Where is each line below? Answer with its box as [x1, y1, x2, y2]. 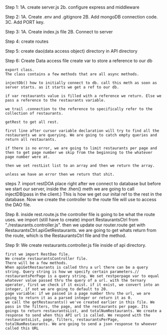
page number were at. [5, 154, 50, 159]
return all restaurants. [5, 137, 57, 142]
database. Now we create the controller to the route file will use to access [5, 197, 157, 202]
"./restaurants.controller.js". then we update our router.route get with [5, 222, 146, 228]
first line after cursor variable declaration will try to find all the [5, 128, 160, 133]
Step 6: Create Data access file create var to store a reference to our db [5, 58, 153, 64]
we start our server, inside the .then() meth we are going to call [5, 186, 135, 192]
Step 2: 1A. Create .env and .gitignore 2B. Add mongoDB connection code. [5, 14, 158, 19]
